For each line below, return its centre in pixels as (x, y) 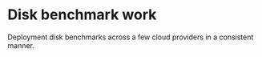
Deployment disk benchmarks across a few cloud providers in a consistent (131, 37)
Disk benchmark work (82, 15)
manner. (21, 45)
